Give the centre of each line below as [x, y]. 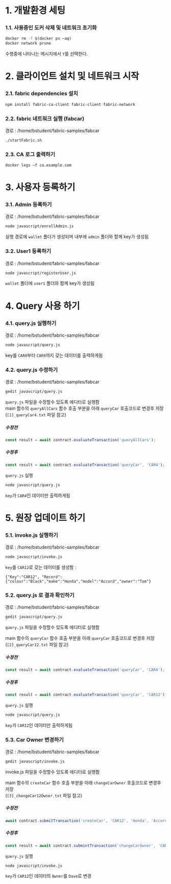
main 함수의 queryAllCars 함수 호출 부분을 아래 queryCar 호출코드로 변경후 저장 [84, 408]
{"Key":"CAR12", [22, 577]
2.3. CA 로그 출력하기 [30, 154]
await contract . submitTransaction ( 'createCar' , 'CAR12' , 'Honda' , [77, 821]
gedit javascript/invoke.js [35, 761]
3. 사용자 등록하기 [40, 187]
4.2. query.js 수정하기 [32, 370]
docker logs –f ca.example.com [38, 165]
